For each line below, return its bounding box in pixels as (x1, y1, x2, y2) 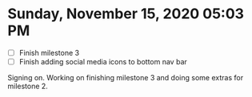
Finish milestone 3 (18, 48, 80, 57)
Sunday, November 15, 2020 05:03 (7, 5, 245, 23)
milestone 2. (7, 81, 49, 91)
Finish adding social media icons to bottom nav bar (18, 57, 187, 66)
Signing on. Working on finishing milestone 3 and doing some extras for (7, 73, 244, 83)
